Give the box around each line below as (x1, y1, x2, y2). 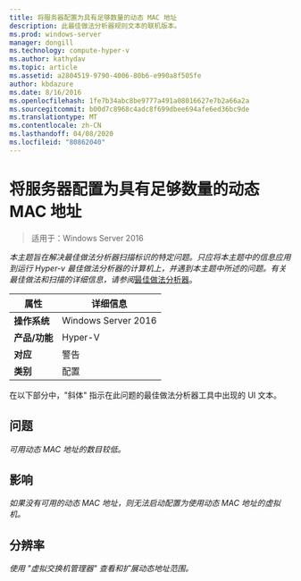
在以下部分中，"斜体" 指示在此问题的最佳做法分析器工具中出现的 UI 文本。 (9, 390, 282, 400)
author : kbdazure (9, 80, 74, 88)
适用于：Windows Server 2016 (30, 232, 145, 243)
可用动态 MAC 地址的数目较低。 (9, 443, 126, 454)
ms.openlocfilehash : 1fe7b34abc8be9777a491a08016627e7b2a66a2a (9, 96, 250, 105)
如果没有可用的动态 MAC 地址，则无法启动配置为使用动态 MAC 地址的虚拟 (9, 498, 281, 509)
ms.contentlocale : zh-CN (9, 122, 102, 131)
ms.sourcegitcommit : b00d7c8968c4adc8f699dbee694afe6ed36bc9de (9, 105, 250, 114)
